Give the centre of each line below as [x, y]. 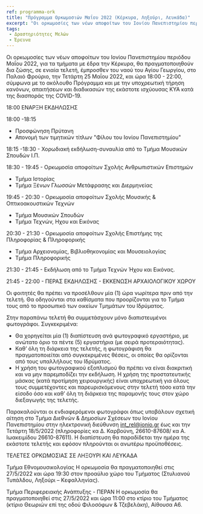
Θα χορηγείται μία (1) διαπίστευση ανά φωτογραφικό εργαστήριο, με [102, 336]
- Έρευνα [20, 40]
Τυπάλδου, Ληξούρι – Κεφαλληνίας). [53, 480]
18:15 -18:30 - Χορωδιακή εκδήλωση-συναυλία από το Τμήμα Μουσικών [97, 149]
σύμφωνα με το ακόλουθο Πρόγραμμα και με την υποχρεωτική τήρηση [95, 83]
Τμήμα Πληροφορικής [43, 258]
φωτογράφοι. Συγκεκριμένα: [42, 324]
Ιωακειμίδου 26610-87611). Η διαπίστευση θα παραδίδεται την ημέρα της [98, 437]
